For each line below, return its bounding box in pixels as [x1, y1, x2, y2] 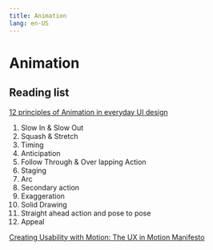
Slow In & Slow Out [20, 122, 84, 133]
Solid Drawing [20, 199, 67, 209]
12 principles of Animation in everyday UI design [9, 107, 169, 117]
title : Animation [9, 11, 67, 20]
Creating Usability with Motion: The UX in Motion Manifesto [9, 232, 205, 242]
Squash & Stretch [20, 131, 78, 141]
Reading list [9, 86, 70, 100]
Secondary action [20, 182, 79, 192]
